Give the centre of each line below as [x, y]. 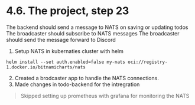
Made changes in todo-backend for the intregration [77, 84]
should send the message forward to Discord [61, 40]
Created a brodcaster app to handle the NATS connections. [87, 78]
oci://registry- [148, 62]
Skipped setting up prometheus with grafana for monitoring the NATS [105, 96]
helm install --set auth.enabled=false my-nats [66, 62]
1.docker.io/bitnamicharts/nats [46, 67]
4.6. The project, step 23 [68, 11]
